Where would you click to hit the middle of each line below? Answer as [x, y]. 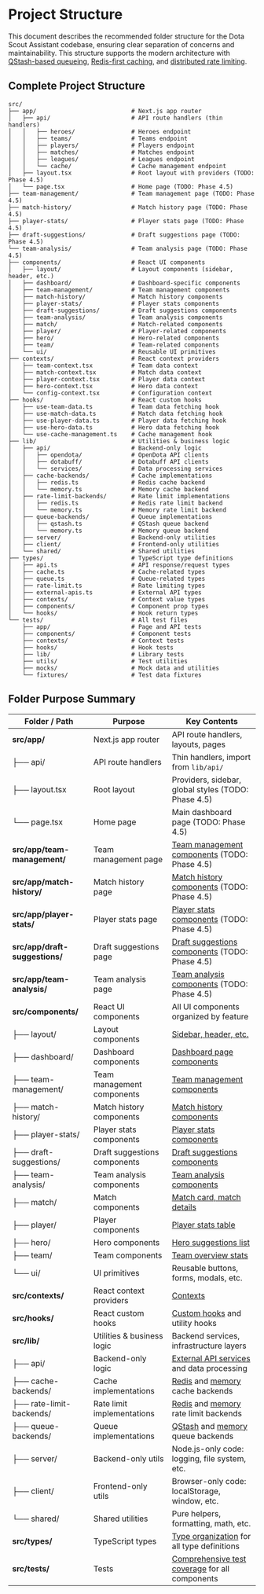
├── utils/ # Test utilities [105, 661]
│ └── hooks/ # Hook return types [103, 613]
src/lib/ [26, 1340]
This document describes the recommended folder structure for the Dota [126, 36]
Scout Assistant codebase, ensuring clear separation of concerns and [121, 44]
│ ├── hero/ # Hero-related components [114, 338]
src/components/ [45, 1012]
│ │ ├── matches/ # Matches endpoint [101, 152]
